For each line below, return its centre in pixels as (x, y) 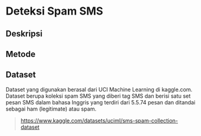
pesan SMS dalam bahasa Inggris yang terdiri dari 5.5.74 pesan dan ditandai (100, 102)
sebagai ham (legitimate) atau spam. (51, 109)
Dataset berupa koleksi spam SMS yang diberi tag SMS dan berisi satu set (98, 96)
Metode (21, 54)
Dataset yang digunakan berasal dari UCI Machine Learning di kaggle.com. (99, 89)
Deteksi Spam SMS (54, 11)
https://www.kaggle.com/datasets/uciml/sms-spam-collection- (99, 120)
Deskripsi (24, 34)
